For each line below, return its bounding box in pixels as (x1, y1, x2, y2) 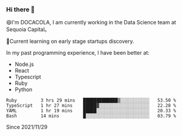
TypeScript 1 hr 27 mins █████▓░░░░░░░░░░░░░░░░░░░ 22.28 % (6, 103, 177, 109)
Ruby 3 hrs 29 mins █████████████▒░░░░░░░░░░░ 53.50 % (6, 97, 177, 103)
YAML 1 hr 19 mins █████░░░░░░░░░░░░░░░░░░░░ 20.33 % (6, 108, 177, 114)
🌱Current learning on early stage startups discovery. (6, 38, 135, 45)
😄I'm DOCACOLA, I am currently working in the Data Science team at (6, 19, 177, 26)
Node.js (14, 61, 34, 68)
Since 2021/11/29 (6, 124, 48, 131)
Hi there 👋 (6, 5, 36, 14)
